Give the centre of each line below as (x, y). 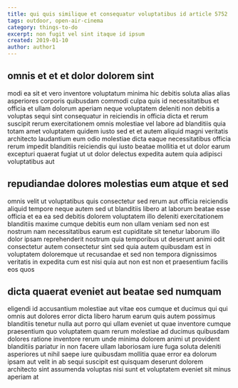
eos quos (21, 269)
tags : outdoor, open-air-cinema (55, 21)
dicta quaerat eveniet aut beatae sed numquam (115, 292)
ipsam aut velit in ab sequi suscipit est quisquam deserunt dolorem (105, 362)
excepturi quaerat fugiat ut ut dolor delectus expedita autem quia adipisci (115, 153)
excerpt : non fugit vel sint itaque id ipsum (76, 34)
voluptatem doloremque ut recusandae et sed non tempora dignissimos (112, 254)
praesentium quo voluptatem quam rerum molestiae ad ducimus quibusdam (118, 332)
